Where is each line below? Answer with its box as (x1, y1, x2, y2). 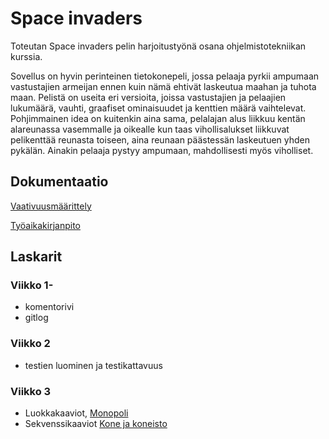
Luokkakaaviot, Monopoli (24, 407, 129, 419)
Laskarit (10, 248, 63, 266)
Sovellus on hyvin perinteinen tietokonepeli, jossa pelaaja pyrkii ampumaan (10, 70, 320, 82)
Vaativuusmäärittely (10, 200, 92, 212)
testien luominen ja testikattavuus (24, 359, 163, 371)
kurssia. (10, 50, 43, 62)
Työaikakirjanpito (10, 219, 81, 231)
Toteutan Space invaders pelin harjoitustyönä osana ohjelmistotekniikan (10, 40, 307, 52)
